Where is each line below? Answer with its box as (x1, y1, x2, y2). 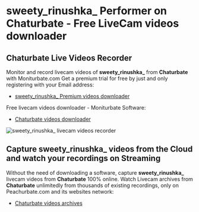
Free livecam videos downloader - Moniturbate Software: (6, 104, 146, 111)
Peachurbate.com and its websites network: (6, 188, 114, 195)
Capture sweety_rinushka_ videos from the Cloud (6, 144, 193, 155)
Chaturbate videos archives (14, 200, 83, 207)
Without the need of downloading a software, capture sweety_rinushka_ (6, 169, 184, 176)
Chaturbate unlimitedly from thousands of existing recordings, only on (6, 182, 179, 189)
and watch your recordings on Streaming (6, 153, 161, 163)
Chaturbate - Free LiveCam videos (6, 17, 179, 30)
